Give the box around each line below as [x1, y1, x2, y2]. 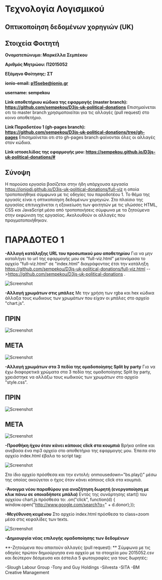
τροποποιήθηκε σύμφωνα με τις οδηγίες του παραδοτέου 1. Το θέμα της [5, 192, 150, 197]
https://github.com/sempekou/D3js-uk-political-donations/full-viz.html [5, 266, 146, 272]
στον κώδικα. [5, 140, 31, 145]
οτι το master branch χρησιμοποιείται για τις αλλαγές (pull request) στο [5, 109, 149, 115]
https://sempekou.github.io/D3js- [85, 149, 156, 155]
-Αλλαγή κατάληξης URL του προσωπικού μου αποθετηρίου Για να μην [5, 250, 153, 256]
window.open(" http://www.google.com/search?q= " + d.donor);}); [5, 502, 135, 508]
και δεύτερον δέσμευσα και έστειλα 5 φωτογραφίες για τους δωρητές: [5, 555, 148, 561]
